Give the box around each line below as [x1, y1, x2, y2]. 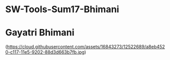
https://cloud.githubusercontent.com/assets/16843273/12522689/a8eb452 [7, 44, 165, 50]
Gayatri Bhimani [5, 27, 75, 39]
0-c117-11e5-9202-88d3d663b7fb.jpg [5, 49, 85, 55]
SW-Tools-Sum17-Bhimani [5, 4, 119, 15]
